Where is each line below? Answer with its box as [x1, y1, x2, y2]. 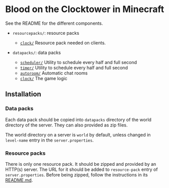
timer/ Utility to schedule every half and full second [20, 65, 128, 71]
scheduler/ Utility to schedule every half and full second [20, 59, 137, 65]
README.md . [5, 177, 33, 183]
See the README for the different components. [5, 20, 103, 26]
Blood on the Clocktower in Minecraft [5, 4, 164, 15]
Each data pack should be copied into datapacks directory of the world [5, 116, 152, 122]
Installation [5, 90, 41, 99]
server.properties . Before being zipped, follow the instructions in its [5, 171, 148, 177]
